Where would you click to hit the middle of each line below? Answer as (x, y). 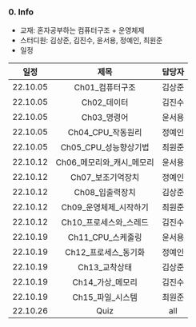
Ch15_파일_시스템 (105, 297)
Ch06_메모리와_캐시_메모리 (105, 162)
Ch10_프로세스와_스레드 (105, 222)
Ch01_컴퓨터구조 (105, 88)
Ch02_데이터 (105, 102)
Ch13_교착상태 (105, 268)
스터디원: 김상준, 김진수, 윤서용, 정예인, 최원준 (91, 40)
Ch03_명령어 (105, 118)
